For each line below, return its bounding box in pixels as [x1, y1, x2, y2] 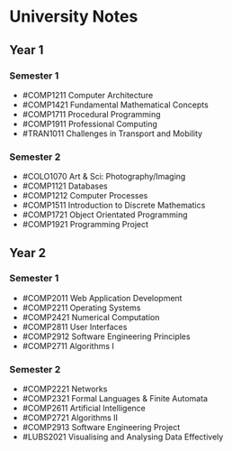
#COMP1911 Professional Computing [22, 118, 157, 129]
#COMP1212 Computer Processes [22, 190, 148, 201]
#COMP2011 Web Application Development [22, 292, 183, 303]
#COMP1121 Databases [22, 180, 108, 191]
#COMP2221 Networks [22, 383, 108, 394]
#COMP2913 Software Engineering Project [22, 422, 181, 433]
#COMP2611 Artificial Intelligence [22, 403, 146, 414]
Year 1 [9, 42, 44, 58]
